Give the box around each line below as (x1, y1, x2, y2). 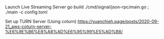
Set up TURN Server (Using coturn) (5, 19, 77, 24)
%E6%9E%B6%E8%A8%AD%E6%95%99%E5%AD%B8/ (5, 29, 123, 34)
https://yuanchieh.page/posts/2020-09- (78, 19, 159, 24)
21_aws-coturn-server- (5, 24, 52, 29)
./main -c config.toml (5, 9, 48, 15)
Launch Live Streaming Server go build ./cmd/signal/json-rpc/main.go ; (5, 4, 149, 10)
